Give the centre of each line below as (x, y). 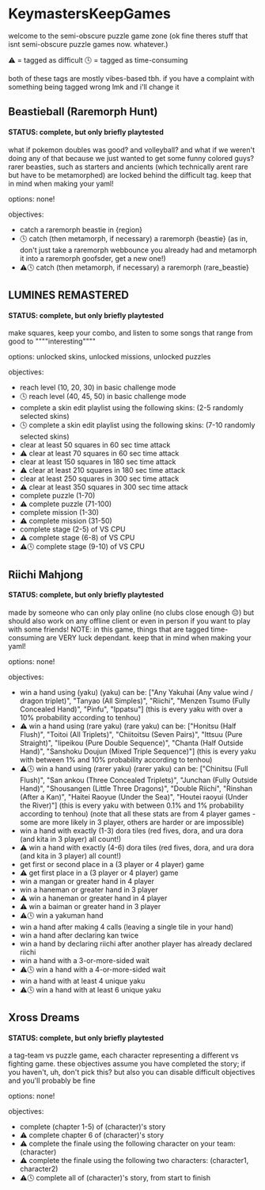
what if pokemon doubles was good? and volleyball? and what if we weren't (132, 150)
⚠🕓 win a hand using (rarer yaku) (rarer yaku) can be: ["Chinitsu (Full (134, 768)
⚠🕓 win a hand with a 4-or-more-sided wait (93, 969)
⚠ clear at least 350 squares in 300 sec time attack (104, 487)
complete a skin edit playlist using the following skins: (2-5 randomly (131, 408)
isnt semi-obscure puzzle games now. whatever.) (88, 44)
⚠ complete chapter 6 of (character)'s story (92, 1135)
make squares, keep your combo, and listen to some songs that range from (131, 333)
